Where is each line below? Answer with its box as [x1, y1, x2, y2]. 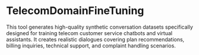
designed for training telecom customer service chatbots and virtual [6, 29, 173, 36]
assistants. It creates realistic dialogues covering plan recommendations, [6, 36, 185, 43]
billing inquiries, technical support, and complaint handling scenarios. [6, 42, 176, 49]
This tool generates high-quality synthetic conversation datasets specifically [6, 23, 193, 30]
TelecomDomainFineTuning [6, 4, 144, 18]
